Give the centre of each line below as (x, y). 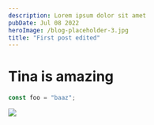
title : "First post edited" (54, 38)
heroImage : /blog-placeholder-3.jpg (68, 30)
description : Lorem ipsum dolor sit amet (77, 15)
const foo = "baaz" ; (42, 98)
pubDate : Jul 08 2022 (44, 23)
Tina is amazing (61, 77)
